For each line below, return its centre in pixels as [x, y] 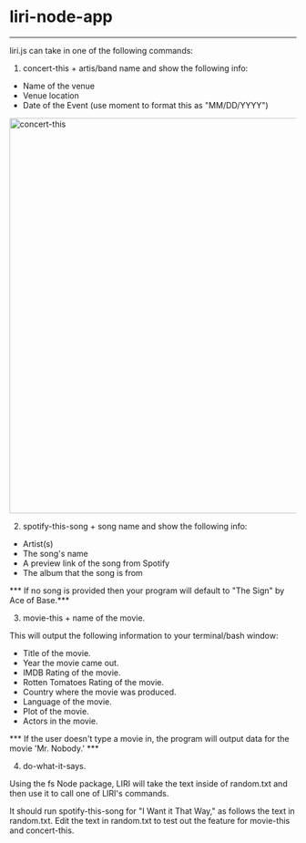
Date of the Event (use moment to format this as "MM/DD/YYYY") [145, 105]
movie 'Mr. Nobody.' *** [54, 748]
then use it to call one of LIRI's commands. [89, 793]
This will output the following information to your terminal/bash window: [144, 635]
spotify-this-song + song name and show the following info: [135, 526]
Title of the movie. [56, 653]
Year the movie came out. [71, 663]
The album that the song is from [82, 572]
